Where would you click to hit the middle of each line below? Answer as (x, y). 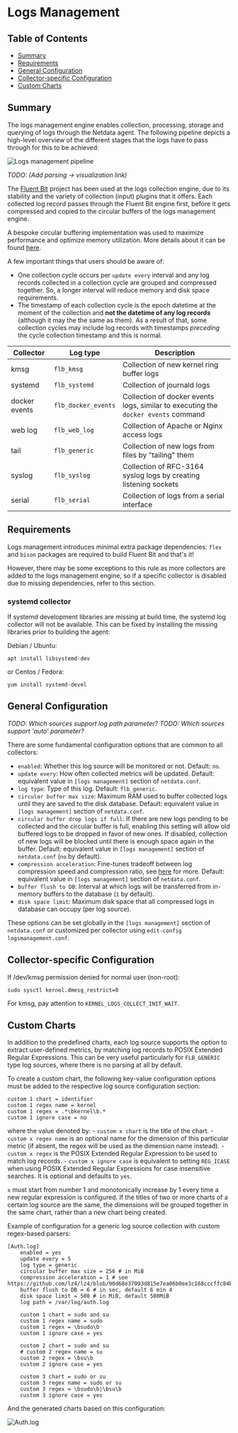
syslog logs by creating (161, 475)
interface (138, 504)
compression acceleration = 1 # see (74, 1278)
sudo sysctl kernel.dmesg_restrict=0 (63, 990)
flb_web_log (74, 430)
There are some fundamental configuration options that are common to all (115, 744)
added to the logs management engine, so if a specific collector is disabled (117, 575)
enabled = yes (41, 1253)
